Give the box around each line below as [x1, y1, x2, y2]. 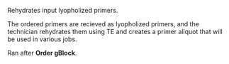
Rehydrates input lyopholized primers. [7, 6, 118, 14]
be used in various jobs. [7, 35, 77, 43]
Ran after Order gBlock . [7, 49, 77, 57]
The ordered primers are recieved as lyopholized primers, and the [7, 20, 200, 28]
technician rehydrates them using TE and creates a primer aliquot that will [7, 28, 223, 36]
